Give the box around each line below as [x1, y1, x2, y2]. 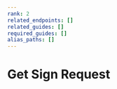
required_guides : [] [7, 29, 68, 37]
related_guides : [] [7, 23, 64, 30]
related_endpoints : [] [7, 17, 74, 24]
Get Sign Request [7, 67, 111, 83]
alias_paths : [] [7, 36, 55, 43]
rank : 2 [7, 10, 30, 18]
